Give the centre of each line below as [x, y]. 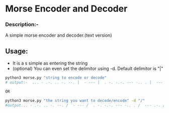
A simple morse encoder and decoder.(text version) [59, 35]
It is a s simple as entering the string [50, 63]
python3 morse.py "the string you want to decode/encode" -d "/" [75, 100]
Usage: [17, 51]
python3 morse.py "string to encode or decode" [56, 78]
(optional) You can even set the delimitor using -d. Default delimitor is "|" [88, 69]
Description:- [22, 25]
